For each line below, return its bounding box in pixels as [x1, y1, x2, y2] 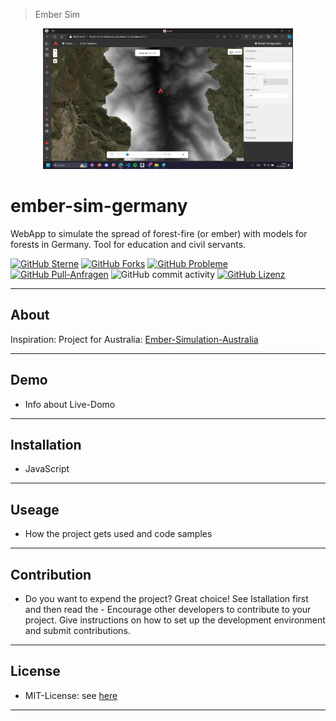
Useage [10, 501, 60, 518]
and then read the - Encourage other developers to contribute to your [24, 604, 312, 616]
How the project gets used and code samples [24, 528, 213, 540]
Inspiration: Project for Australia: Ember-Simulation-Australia [10, 333, 259, 345]
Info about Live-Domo [24, 398, 116, 410]
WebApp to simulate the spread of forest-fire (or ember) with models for [10, 228, 308, 240]
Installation [10, 437, 82, 454]
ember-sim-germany [10, 195, 188, 218]
